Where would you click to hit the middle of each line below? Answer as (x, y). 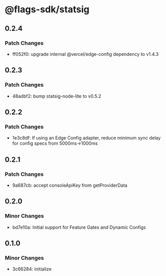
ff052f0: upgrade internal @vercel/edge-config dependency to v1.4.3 (85, 54)
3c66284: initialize (32, 269)
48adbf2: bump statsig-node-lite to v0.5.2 (57, 96)
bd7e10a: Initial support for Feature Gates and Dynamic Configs (79, 227)
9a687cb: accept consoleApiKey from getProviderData (70, 185)
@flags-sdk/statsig (47, 9)
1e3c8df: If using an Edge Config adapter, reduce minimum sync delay (86, 138)
